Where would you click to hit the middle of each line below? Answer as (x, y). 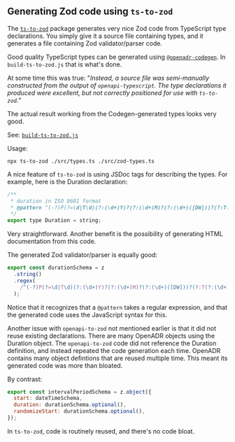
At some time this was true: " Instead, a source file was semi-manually (108, 78)
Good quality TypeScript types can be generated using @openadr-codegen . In (116, 57)
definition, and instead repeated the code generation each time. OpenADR (114, 350)
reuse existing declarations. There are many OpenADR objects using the (111, 336)
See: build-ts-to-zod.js (43, 134)
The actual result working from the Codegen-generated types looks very (112, 113)
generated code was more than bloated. (65, 365)
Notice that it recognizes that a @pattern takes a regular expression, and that (117, 307)
